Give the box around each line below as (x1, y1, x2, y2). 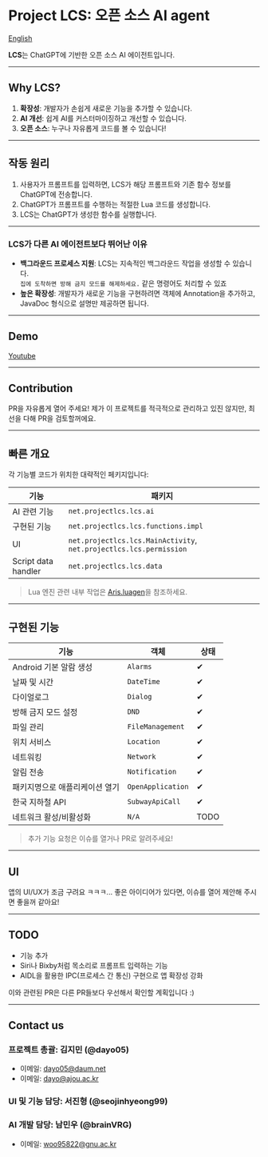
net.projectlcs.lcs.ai (68, 506, 155, 516)
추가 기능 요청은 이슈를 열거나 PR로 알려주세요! (27, 834, 174, 843)
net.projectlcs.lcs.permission (68, 545, 187, 554)
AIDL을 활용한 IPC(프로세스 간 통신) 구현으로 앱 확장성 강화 (19, 971, 203, 980)
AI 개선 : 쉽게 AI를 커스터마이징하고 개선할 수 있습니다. (19, 113, 187, 123)
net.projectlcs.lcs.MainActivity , (68, 534, 198, 546)
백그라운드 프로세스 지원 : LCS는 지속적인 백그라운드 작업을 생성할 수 (19, 258, 231, 268)
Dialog (127, 692, 152, 702)
